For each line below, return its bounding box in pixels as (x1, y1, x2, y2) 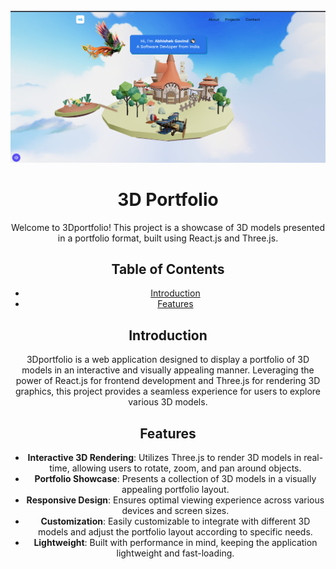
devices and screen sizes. (121, 505, 230, 517)
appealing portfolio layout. (121, 484, 230, 496)
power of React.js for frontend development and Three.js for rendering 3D (15, 375, 321, 387)
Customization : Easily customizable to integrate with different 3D (40, 515, 311, 528)
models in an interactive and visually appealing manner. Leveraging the (21, 364, 315, 376)
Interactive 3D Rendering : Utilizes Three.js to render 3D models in (27, 452, 302, 464)
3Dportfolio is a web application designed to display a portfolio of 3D (26, 354, 310, 366)
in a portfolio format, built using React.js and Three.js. (57, 232, 279, 244)
